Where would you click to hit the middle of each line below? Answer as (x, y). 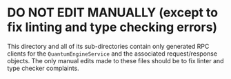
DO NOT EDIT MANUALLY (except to (113, 13)
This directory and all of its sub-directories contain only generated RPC (108, 46)
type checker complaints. (43, 68)
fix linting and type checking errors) (112, 27)
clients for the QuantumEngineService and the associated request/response (112, 54)
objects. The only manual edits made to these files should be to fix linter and (115, 60)
